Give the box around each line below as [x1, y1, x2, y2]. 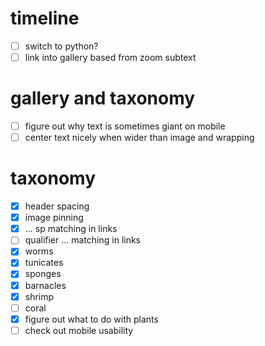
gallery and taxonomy [10, 87, 196, 110]
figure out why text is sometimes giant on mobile [24, 120, 226, 132]
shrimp [24, 290, 55, 302]
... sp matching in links [24, 223, 118, 235]
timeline [10, 7, 80, 30]
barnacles [24, 279, 67, 291]
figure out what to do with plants [24, 313, 159, 325]
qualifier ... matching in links [24, 234, 142, 246]
